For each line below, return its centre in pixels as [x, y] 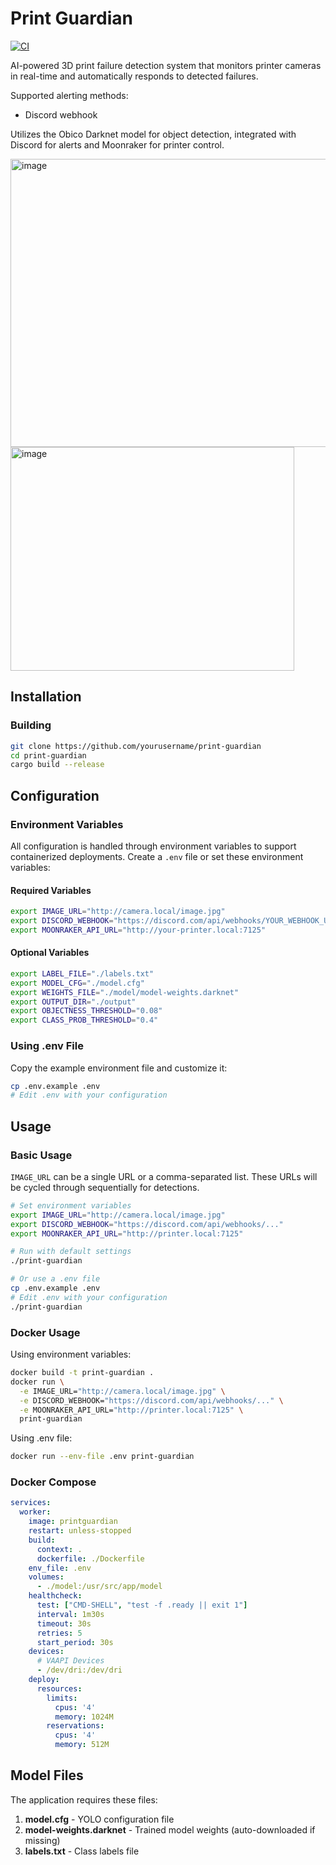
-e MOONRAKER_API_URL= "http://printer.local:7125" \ [131, 1410]
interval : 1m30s [70, 1614]
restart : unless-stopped [80, 1531]
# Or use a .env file [55, 1279]
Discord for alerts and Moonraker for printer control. [117, 144]
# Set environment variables [71, 1205]
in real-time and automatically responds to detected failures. [134, 76]
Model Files [47, 1775]
